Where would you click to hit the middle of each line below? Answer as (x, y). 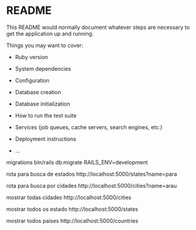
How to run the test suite (46, 115)
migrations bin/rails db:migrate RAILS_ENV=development (77, 162)
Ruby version (31, 57)
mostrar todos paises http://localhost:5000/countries (72, 220)
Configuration (32, 80)
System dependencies (43, 69)
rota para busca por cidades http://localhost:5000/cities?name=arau (92, 185)
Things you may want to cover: (45, 45)
